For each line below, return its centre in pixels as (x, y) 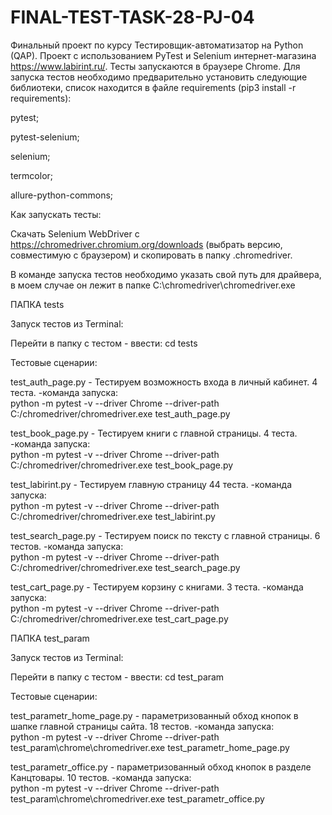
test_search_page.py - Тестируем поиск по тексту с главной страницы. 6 (165, 535)
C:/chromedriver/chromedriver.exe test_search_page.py (125, 567)
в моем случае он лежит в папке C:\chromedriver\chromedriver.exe (153, 285)
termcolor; (32, 175)
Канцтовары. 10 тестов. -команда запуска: (101, 777)
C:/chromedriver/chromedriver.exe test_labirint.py (113, 516)
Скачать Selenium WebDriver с (75, 233)
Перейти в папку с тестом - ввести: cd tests (104, 343)
